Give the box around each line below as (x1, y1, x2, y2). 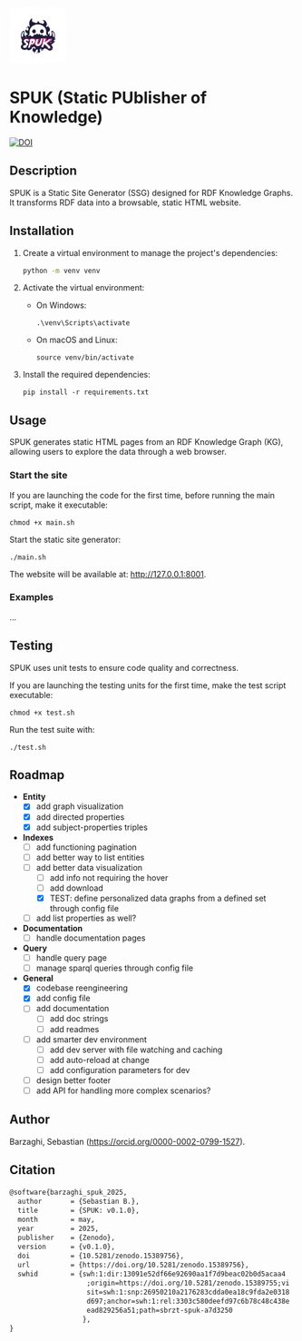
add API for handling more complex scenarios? (35, 1085, 211, 1096)
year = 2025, (17, 1224, 100, 1233)
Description (9, 163, 77, 179)
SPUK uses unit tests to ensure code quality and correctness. (9, 662, 239, 673)
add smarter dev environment (35, 1033, 148, 1045)
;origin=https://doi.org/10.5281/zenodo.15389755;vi (86, 1278, 290, 1287)
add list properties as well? (35, 912, 137, 923)
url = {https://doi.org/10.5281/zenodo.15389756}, (17, 1260, 249, 1269)
